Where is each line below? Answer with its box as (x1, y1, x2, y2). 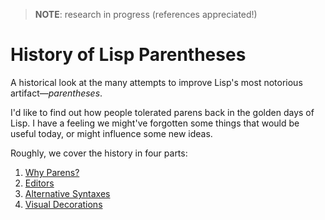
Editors (24, 177, 55, 189)
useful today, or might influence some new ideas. (10, 127, 213, 139)
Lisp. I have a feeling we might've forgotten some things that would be (10, 117, 300, 129)
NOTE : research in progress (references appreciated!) (34, 9, 258, 20)
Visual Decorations (24, 198, 103, 210)
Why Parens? (24, 166, 80, 178)
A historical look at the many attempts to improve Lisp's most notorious (10, 76, 303, 88)
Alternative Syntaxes (24, 187, 111, 199)
